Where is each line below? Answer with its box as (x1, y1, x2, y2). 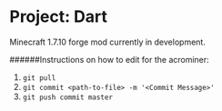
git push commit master (22, 93, 114, 102)
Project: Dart (9, 6, 107, 27)
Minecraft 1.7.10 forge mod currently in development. (9, 36, 207, 47)
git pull (22, 73, 56, 83)
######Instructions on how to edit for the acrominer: (9, 54, 209, 65)
